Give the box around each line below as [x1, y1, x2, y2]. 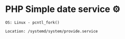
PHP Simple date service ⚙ [5, 3, 120, 15]
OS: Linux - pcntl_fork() [5, 20, 59, 25]
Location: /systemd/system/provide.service [5, 28, 98, 33]
